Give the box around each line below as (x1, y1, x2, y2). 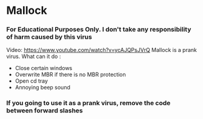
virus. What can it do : (6, 53, 61, 60)
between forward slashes (6, 106, 83, 115)
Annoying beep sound (15, 84, 71, 91)
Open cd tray (15, 77, 48, 85)
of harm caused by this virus (6, 33, 92, 41)
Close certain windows (15, 65, 73, 72)
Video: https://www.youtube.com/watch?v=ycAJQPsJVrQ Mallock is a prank (6, 47, 197, 54)
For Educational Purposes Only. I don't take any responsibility (6, 25, 191, 34)
